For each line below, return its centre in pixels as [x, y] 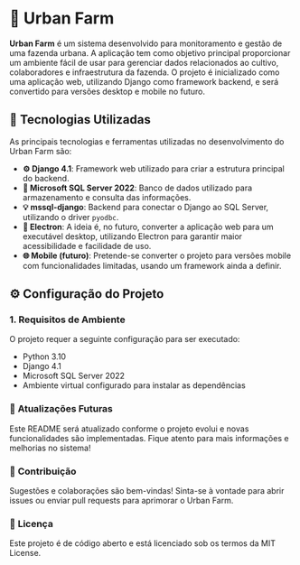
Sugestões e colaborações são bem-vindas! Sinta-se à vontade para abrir [147, 491]
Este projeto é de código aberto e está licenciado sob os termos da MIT [142, 543]
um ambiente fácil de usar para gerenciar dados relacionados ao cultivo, [144, 62]
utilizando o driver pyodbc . [70, 217]
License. [25, 553]
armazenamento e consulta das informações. [107, 197]
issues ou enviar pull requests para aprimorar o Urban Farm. [122, 501]
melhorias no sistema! [51, 448]
